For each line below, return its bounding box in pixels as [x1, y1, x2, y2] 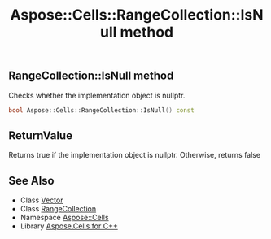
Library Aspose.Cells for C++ [20, 221, 118, 231]
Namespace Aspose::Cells [20, 213, 109, 223]
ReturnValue [8, 128, 73, 142]
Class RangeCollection [20, 204, 97, 214]
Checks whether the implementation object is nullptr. [8, 90, 186, 100]
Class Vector [20, 195, 63, 205]
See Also [8, 173, 55, 188]
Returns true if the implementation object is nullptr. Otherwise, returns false [8, 150, 261, 160]
